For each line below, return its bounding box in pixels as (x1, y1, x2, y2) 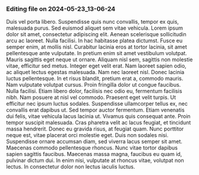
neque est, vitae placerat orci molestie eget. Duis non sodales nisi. (6, 132, 169, 139)
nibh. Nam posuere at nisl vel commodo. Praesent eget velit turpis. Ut (6, 94, 176, 101)
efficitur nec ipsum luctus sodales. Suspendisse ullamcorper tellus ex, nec (6, 100, 188, 107)
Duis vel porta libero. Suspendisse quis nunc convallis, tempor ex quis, (6, 18, 179, 26)
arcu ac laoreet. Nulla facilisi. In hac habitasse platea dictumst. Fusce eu (6, 37, 183, 44)
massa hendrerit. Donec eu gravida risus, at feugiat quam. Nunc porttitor (6, 125, 184, 132)
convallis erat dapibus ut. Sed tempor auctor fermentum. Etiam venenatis (6, 106, 185, 114)
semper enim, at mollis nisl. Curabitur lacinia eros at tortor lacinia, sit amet (6, 43, 187, 50)
